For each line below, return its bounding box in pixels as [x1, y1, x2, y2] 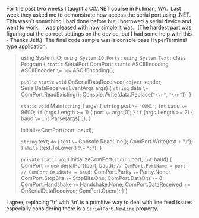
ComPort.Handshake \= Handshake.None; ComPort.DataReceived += [20, 181, 191, 188]
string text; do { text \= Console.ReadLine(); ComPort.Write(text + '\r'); [20, 138, 193, 145]
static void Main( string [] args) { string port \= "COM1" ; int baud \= [20, 102, 187, 109]
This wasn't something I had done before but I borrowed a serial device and [6, 18, 192, 24]
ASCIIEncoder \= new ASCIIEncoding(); [20, 67, 115, 73]
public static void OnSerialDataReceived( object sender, [20, 78, 162, 85]
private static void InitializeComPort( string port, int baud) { [20, 156, 172, 162]
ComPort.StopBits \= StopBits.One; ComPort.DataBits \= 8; [20, 175, 165, 181]
